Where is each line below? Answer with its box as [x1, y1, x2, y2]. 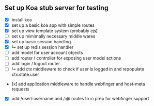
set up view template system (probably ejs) [11, 28, 98, 34]
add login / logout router [11, 61, 60, 67]
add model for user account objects [11, 50, 83, 55]
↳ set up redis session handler [11, 44, 74, 50]
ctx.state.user [11, 71, 39, 77]
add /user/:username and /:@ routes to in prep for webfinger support [11, 96, 150, 102]
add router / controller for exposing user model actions [11, 55, 122, 61]
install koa [11, 17, 32, 22]
